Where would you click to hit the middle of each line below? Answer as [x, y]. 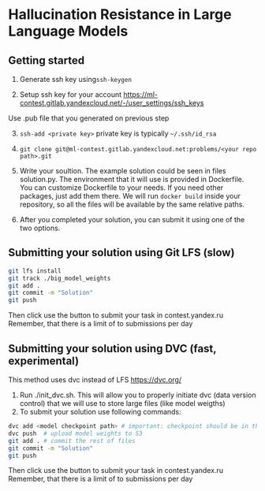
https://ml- [141, 95]
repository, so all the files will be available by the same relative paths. [132, 204]
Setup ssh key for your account [71, 95]
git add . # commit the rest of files [72, 441]
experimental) [44, 361]
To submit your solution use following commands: [100, 412]
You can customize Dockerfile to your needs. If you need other [121, 188]
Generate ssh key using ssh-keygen [76, 79]
